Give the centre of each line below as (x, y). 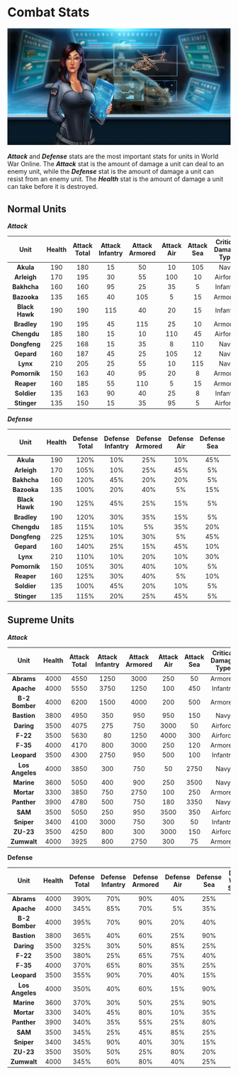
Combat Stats (49, 12)
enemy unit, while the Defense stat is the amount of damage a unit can (111, 172)
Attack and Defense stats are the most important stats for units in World (113, 156)
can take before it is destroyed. (53, 187)
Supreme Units (41, 620)
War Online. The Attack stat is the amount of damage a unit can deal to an (116, 164)
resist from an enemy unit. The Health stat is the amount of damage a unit (115, 179)
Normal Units (37, 209)
